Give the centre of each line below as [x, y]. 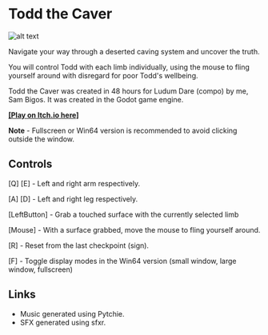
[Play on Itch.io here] [44, 115]
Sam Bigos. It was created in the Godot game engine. [96, 99]
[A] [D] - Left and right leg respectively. [73, 199]
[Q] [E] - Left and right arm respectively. [74, 183]
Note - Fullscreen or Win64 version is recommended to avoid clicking [123, 130]
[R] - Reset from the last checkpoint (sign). [79, 245]
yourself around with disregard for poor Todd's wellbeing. [103, 75]
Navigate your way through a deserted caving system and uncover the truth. [134, 51]
